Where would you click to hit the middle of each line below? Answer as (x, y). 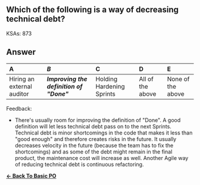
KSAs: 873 (19, 33)
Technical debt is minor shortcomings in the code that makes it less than (104, 133)
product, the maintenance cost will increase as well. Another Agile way (101, 158)
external (21, 86)
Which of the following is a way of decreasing (92, 10)
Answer (21, 52)
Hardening (110, 86)
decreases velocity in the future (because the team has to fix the (94, 145)
